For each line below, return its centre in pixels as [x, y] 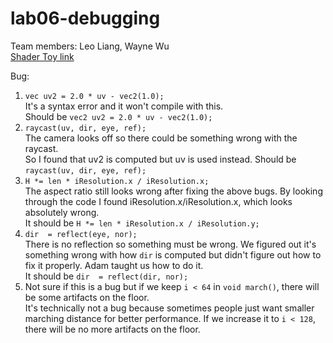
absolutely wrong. [62, 212]
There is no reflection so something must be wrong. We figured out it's [170, 244]
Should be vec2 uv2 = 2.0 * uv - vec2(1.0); [118, 116]
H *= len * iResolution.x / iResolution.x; [117, 181]
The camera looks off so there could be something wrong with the [161, 138]
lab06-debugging [85, 18]
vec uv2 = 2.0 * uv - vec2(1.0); [94, 96]
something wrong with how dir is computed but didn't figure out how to [173, 254]
